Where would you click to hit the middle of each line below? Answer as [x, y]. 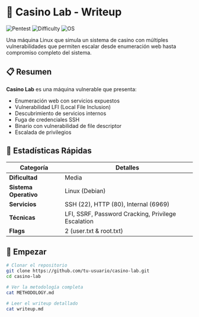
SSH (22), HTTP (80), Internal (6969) [117, 204]
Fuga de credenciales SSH [47, 119]
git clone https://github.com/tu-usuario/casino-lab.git [78, 271]
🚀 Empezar [26, 252]
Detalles [127, 167]
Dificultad [23, 177]
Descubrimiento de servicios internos [60, 113]
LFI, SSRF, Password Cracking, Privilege [121, 214]
